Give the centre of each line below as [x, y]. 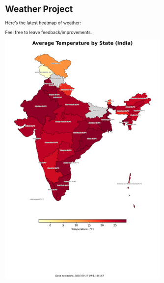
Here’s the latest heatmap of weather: [43, 23]
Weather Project [39, 9]
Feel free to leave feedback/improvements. [49, 32]
